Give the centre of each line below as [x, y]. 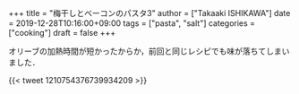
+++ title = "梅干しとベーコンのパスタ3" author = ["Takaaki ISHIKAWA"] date [149, 13]
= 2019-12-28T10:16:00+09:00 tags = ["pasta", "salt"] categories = [132, 23]
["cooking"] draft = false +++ [62, 33]
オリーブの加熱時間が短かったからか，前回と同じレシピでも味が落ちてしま [145, 51]
